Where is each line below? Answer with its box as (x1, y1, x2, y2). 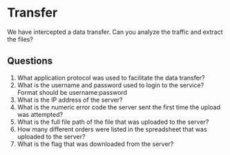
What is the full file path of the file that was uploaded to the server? (17, 118, 209, 126)
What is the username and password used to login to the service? (17, 81, 204, 89)
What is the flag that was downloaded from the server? (17, 140, 174, 148)
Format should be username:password (17, 88, 128, 96)
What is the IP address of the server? (17, 95, 123, 104)
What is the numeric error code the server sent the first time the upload (17, 102, 221, 111)
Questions (7, 55, 53, 67)
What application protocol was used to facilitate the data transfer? (17, 73, 205, 82)
